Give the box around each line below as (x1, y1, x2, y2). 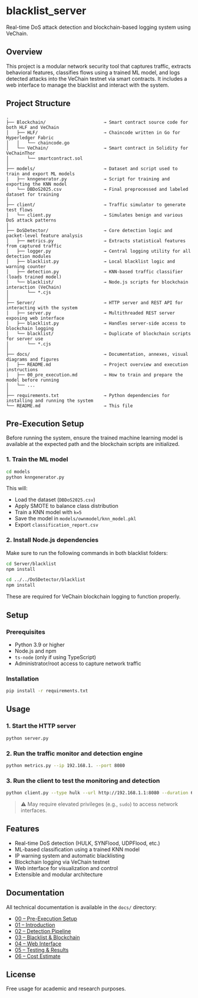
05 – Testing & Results (14, 946, 69, 953)
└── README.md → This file (6, 402, 133, 409)
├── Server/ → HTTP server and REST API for (6, 299, 183, 306)
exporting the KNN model (6, 181, 67, 187)
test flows (6, 207, 33, 213)
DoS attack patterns (6, 217, 57, 223)
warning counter (6, 263, 46, 269)
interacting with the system (6, 305, 78, 310)
